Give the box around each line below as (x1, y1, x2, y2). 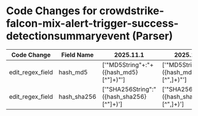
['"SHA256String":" (102, 85, 157, 93)
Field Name (61, 50, 94, 59)
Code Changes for (6, 4, 97, 18)
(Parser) (132, 30, 173, 43)
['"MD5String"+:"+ (102, 60, 154, 69)
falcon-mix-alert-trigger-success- (6, 17, 179, 30)
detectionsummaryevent (6, 30, 130, 43)
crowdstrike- (99, 4, 164, 18)
